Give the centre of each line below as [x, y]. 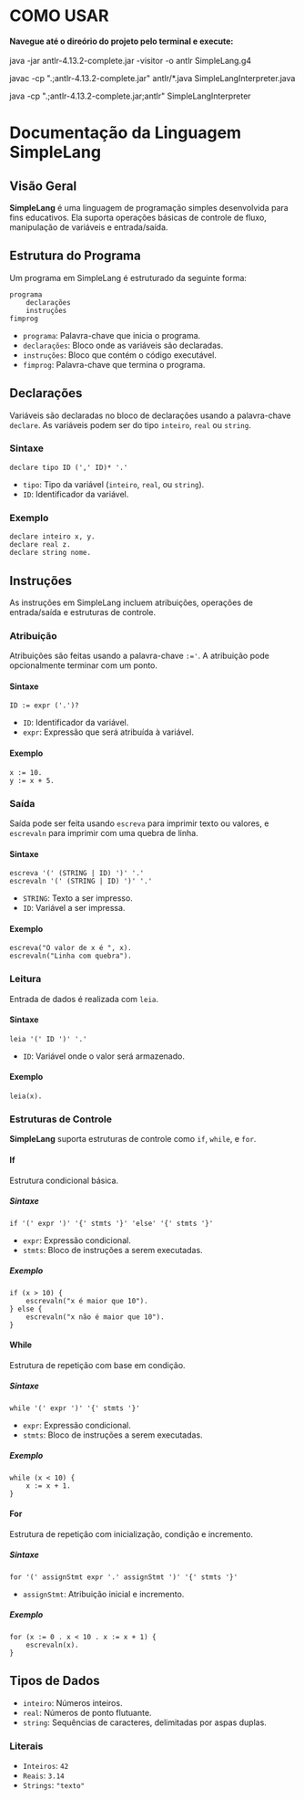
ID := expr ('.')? [44, 706]
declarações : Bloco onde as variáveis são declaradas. [123, 345]
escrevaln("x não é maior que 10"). [96, 1317]
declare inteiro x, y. [52, 537]
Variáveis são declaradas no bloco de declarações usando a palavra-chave [150, 415]
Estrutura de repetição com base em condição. [97, 1365]
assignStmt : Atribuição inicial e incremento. [103, 1594]
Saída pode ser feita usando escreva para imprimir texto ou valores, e [139, 823]
